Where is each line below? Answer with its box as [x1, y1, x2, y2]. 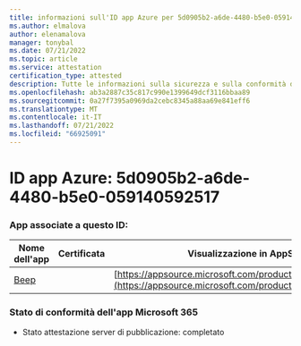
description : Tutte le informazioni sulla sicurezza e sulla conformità [9, 80, 287, 89]
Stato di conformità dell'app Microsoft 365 [9, 306, 199, 318]
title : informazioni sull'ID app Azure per [9, 13, 175, 22]
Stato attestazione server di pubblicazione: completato [21, 326, 225, 337]
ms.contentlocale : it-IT [9, 113, 102, 122]
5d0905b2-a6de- [116, 168, 251, 189]
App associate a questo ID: [9, 218, 128, 231]
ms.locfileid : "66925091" [9, 130, 106, 139]
